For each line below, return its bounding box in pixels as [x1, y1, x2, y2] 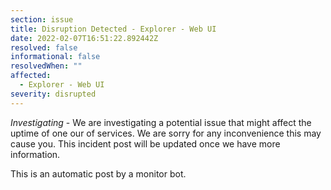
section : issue [10, 14, 74, 25]
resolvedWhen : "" [10, 61, 83, 71]
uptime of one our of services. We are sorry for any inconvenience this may [10, 127, 322, 139]
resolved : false [10, 42, 78, 53]
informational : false [10, 52, 101, 62]
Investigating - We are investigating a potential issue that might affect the [10, 116, 312, 128]
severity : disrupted [10, 89, 97, 99]
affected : [10, 71, 52, 81]
